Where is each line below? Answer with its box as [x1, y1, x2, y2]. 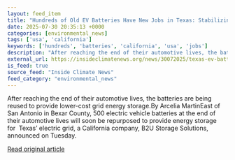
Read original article [7, 145, 65, 154]
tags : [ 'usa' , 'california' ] [7, 36, 92, 43]
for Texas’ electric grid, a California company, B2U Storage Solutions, [7, 124, 208, 133]
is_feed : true [7, 62, 49, 69]
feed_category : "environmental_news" [7, 75, 117, 82]
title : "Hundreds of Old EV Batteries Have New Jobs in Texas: [7, 17, 196, 24]
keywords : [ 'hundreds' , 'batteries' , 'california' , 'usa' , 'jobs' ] [7, 43, 208, 50]
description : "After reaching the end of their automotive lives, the [7, 50, 218, 57]
